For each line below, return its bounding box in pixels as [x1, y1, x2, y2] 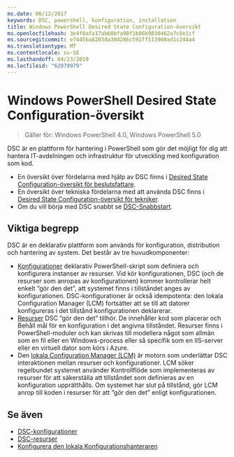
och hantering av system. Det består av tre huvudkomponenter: [7, 248, 190, 257]
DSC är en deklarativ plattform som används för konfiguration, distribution [7, 241, 220, 249]
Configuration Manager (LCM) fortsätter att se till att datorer [17, 299, 190, 308]
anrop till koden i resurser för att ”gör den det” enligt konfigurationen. [17, 388, 217, 397]
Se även [7, 409, 43, 421]
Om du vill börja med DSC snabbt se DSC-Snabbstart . [17, 202, 173, 211]
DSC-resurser [17, 435, 58, 443]
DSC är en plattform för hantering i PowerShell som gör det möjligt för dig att [7, 144, 228, 153]
